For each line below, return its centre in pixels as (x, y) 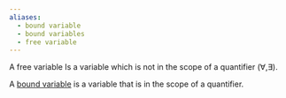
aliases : (25, 17)
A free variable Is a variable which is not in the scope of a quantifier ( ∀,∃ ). (143, 67)
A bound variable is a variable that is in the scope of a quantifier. (127, 84)
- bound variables (51, 34)
